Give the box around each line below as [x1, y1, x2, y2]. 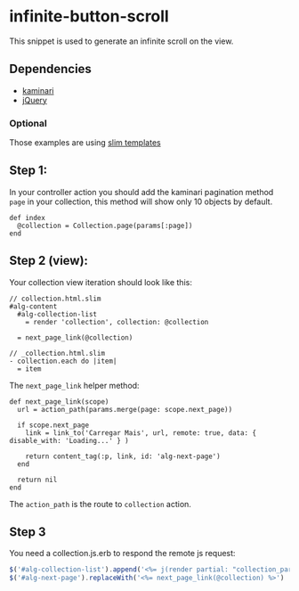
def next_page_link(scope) [9, 397, 109, 406]
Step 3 [9, 524, 46, 540]
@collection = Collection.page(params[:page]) [17, 221, 193, 230]
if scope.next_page [17, 421, 90, 430]
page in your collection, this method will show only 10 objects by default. [9, 196, 273, 207]
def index [9, 213, 46, 222]
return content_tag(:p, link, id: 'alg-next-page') [25, 452, 221, 461]
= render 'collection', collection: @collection [25, 317, 209, 326]
